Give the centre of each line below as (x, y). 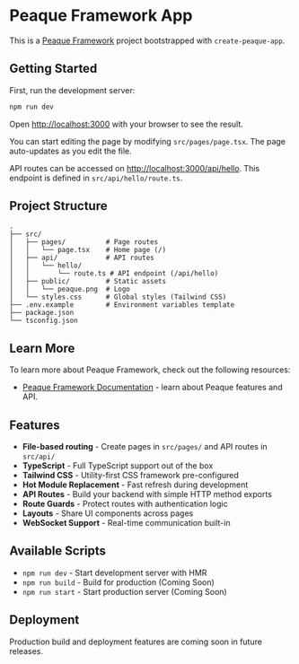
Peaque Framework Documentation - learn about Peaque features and (152, 388)
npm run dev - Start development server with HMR (114, 572)
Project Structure (58, 206)
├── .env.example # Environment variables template (122, 305)
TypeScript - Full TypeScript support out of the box (118, 466)
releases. (26, 651)
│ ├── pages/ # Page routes (84, 242)
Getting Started (53, 69)
